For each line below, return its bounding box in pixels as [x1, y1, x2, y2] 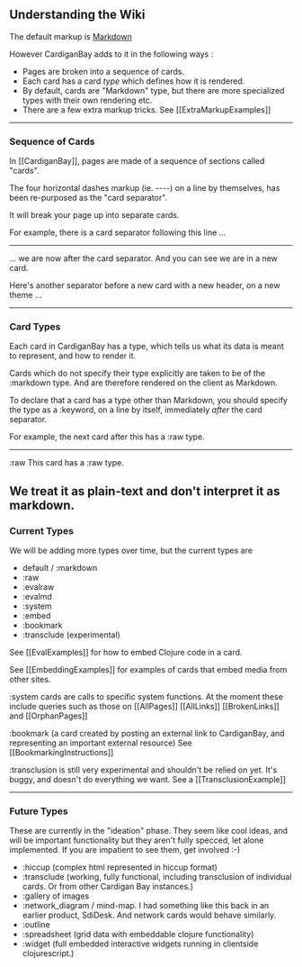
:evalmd [22, 592, 52, 602]
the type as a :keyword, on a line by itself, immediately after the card [9, 404, 262, 415]
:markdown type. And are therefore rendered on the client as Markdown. [9, 377, 279, 388]
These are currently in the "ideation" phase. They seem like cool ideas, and [9, 826, 289, 836]
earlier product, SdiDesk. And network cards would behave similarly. [22, 909, 277, 921]
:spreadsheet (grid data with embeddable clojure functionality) [22, 929, 254, 940]
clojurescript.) [22, 948, 75, 959]
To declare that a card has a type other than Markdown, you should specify [9, 395, 288, 406]
